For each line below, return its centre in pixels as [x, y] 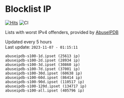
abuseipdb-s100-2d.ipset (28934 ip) [43, 60]
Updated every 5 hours [29, 42]
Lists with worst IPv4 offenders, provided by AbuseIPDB [62, 32]
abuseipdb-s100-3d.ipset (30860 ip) [43, 65]
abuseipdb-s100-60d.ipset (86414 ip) [44, 77]
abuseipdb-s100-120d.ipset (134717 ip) [46, 86]
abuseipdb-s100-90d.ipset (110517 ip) [45, 82]
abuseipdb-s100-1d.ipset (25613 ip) [43, 56]
